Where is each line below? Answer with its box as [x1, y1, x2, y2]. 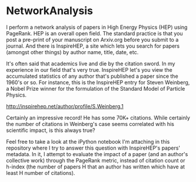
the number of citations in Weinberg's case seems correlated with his [6, 120, 175, 127]
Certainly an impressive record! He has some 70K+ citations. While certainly [6, 114, 190, 121]
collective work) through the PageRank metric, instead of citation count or [6, 157, 185, 164]
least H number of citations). [6, 169, 75, 176]
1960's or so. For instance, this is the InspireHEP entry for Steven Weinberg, [6, 78, 190, 86]
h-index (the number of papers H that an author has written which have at [6, 163, 185, 170]
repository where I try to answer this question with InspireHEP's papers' [6, 144, 181, 151]
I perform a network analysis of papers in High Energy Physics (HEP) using [6, 24, 188, 31]
